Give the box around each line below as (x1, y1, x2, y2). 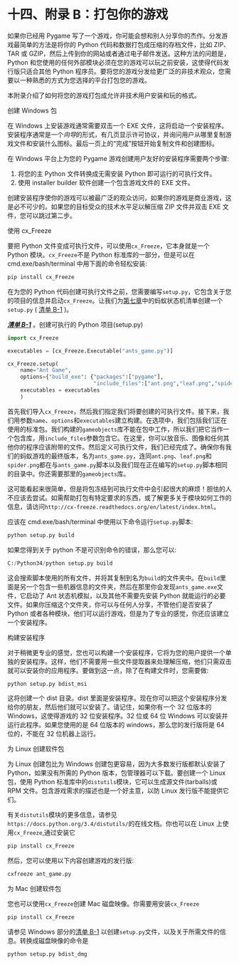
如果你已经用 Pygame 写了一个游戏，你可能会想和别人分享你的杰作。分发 (7, 31, 222, 40)
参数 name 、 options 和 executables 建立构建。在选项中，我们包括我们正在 (19, 416, 228, 424)
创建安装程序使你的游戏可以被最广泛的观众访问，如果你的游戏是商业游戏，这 (7, 193, 232, 202)
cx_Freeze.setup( (7, 360, 59, 367)
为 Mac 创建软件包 (7, 885, 62, 893)
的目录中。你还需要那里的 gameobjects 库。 (7, 469, 130, 478)
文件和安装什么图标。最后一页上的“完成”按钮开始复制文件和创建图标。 (13, 139, 219, 147)
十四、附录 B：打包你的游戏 (7, 6, 169, 23)
